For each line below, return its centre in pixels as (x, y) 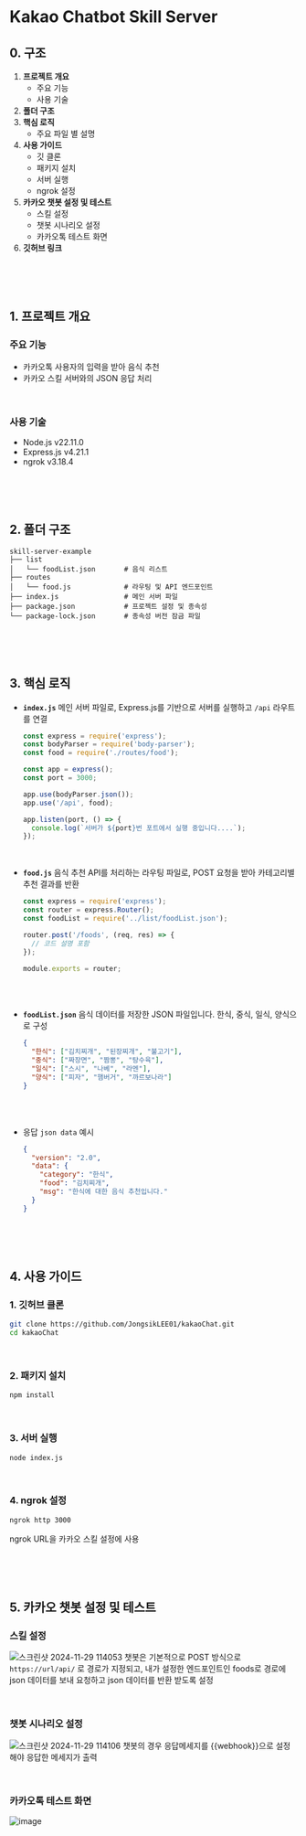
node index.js (37, 1457)
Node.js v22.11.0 (53, 442)
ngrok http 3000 (40, 1520)
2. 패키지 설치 (38, 1376)
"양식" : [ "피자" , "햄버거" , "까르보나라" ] (102, 1077)
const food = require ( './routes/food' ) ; (100, 753)
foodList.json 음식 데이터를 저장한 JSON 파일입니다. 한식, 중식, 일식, (148, 1014)
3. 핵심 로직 (40, 683)
